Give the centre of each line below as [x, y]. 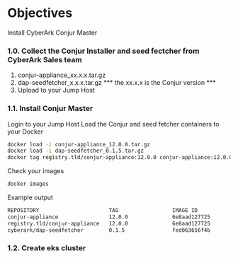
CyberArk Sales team [45, 59]
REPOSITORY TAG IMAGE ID [103, 211]
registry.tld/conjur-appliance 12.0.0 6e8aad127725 [109, 223]
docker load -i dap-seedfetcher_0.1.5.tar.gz [75, 151]
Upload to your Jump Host [56, 90]
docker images [28, 184]
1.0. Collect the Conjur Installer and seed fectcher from [103, 51]
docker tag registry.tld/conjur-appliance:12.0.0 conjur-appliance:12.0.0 [120, 158]
